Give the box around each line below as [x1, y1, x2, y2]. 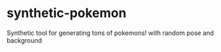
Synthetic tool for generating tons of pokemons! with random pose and [6, 28, 215, 37]
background [6, 36, 43, 44]
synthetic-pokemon [6, 5, 127, 21]
